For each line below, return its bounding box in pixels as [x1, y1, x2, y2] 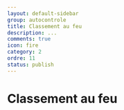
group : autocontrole [7, 16, 67, 23]
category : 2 [7, 49, 42, 56]
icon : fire [7, 42, 39, 49]
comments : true [7, 36, 51, 43]
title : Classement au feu [7, 23, 82, 30]
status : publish [7, 61, 54, 68]
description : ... [7, 29, 57, 36]
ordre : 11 [7, 55, 36, 62]
